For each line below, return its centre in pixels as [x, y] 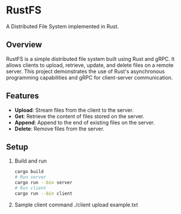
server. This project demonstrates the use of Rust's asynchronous [86, 71]
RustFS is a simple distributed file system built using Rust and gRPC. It [90, 58]
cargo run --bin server [43, 183]
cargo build [29, 172]
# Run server [30, 177]
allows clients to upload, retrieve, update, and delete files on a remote [90, 65]
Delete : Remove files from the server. [60, 129]
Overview [24, 45]
